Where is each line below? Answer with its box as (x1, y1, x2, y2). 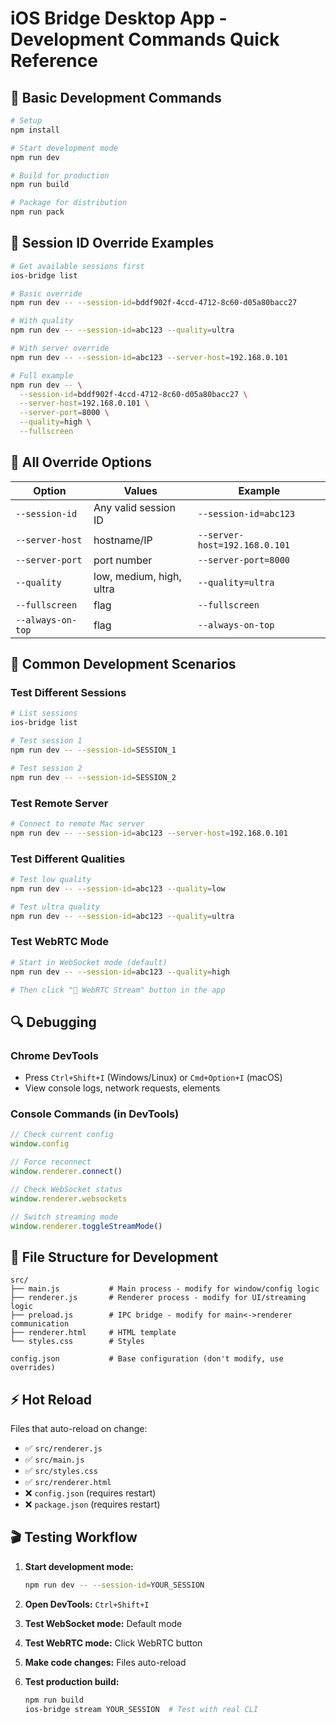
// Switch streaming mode (10, 1212, 118, 1222)
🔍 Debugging (10, 1013, 97, 1031)
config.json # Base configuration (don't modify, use (10, 1354, 284, 1364)
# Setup (10, 116, 43, 126)
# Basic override (10, 288, 83, 299)
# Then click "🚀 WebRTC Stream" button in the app (10, 985, 226, 995)
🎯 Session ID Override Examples (10, 235, 215, 252)
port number (93, 553, 153, 567)
